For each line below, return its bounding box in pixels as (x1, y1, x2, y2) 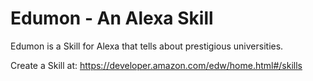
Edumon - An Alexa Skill (10, 7, 214, 30)
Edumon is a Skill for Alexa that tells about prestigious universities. (10, 40, 284, 52)
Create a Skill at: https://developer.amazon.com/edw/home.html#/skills (10, 59, 303, 71)
